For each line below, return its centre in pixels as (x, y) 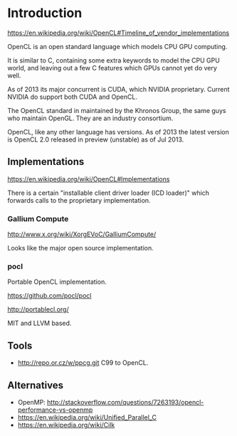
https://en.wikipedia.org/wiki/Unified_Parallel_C (87, 417)
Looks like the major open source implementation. (81, 248)
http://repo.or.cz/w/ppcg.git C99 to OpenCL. (83, 363)
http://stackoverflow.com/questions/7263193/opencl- (126, 402)
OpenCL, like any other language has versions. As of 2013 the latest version (118, 132)
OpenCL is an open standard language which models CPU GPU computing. (117, 46)
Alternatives (36, 385)
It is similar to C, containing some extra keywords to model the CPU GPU (114, 60)
